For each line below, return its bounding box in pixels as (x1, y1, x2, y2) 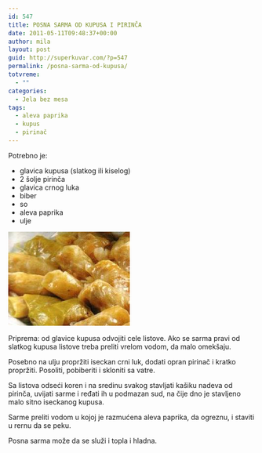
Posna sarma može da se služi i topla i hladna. (8, 436, 158, 445)
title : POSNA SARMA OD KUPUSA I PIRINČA (8, 20, 143, 29)
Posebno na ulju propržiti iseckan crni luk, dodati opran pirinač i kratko (8, 357, 237, 366)
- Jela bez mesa (15, 95, 68, 103)
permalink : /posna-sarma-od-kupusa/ (8, 63, 128, 71)
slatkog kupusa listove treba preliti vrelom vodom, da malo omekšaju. (8, 342, 231, 351)
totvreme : (8, 71, 41, 78)
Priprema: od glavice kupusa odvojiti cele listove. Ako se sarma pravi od (8, 333, 241, 342)
